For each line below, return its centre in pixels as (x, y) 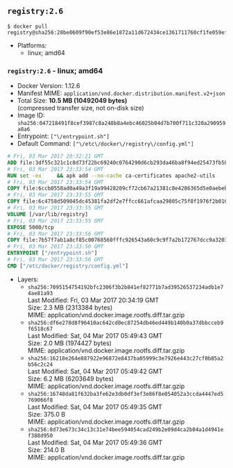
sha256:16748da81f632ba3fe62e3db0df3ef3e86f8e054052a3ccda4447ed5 (126, 394)
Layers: (28, 279)
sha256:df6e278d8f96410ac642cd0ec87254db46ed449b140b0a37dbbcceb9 (126, 323)
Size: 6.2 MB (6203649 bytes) (71, 378)
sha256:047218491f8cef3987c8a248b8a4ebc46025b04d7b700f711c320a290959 (121, 124)
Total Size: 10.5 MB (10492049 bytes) (72, 101)
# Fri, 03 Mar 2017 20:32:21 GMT (55, 156)
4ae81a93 (40, 293)
